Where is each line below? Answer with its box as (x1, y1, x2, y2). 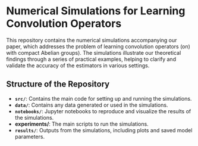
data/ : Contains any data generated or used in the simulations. (14, 101, 168, 108)
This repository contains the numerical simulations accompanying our (6, 36, 177, 44)
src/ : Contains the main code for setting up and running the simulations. (14, 95, 192, 102)
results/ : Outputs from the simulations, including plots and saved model (14, 126, 193, 133)
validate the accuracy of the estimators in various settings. (6, 61, 150, 69)
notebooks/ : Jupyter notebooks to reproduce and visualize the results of (14, 107, 191, 114)
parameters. (14, 133, 45, 140)
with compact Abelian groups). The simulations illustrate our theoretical (6, 49, 181, 56)
